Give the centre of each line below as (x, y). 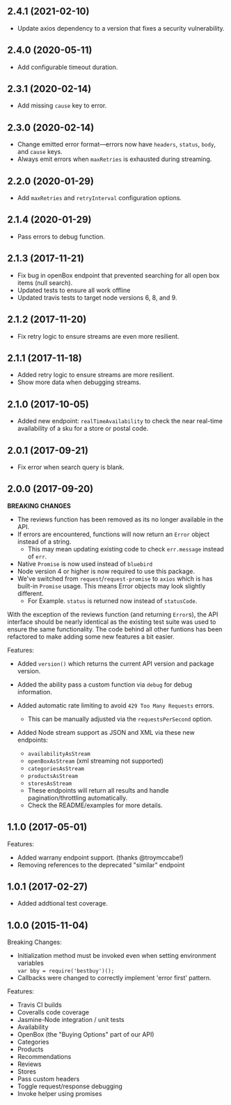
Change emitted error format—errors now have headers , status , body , (117, 144)
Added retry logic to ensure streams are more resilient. (96, 375)
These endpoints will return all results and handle (98, 790)
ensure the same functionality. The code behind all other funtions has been (115, 629)
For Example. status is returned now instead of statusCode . (112, 601)
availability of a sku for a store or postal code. (83, 429)
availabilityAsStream (59, 754)
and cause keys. (40, 152)
